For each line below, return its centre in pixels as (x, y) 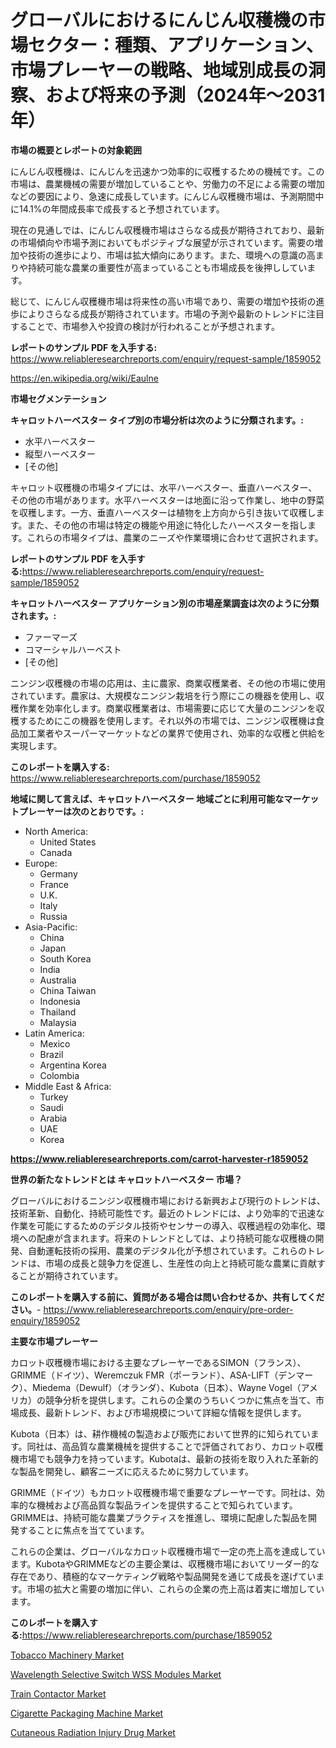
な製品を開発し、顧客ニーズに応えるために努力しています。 (132, 1471)
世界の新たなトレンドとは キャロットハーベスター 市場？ (126, 1179)
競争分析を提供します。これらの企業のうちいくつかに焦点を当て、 (180, 1400)
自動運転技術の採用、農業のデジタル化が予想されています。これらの (167, 1250)
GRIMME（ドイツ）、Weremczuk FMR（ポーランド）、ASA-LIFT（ (144, 1375)
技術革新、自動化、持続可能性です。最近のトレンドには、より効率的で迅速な (167, 1213)
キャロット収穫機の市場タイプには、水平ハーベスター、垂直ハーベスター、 (164, 487)
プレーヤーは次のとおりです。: (81, 811)
